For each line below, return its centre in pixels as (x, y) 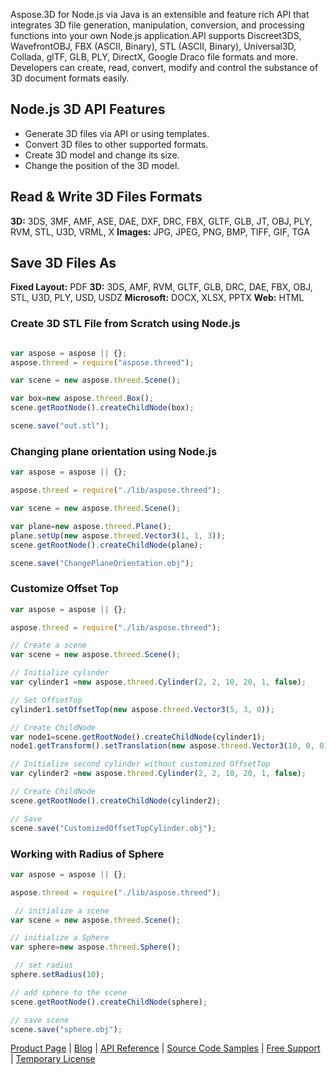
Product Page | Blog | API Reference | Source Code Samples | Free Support (165, 1048)
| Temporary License (53, 1059)
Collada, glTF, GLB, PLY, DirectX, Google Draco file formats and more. (154, 57)
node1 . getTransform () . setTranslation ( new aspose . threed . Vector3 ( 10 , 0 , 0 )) (171, 746)
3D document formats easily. (70, 78)
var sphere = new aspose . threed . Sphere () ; (96, 947)
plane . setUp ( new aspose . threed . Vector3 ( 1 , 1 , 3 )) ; (118, 535)
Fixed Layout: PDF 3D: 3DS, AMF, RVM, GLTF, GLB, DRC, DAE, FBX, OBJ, (161, 287)
